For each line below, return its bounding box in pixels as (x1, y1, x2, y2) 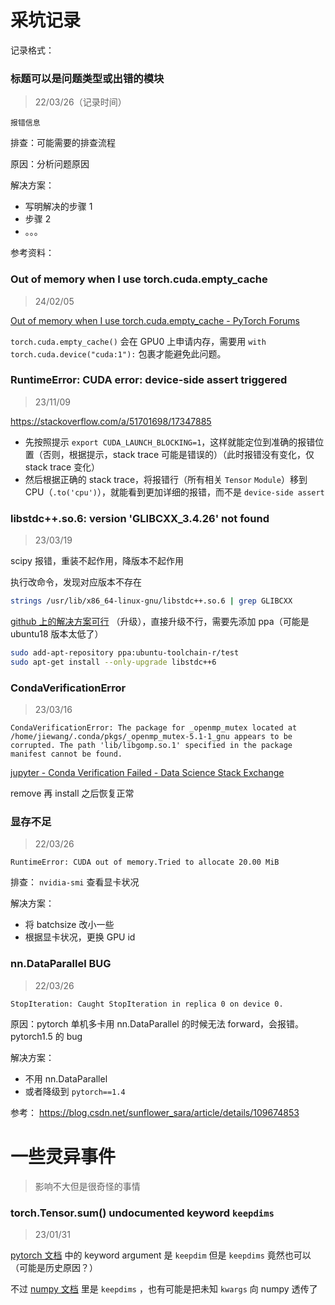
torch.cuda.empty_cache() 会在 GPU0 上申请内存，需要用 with (10, 335, 267, 347)
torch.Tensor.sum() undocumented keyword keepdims (10, 1206, 275, 1220)
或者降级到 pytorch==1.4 (24, 1085, 126, 1097)
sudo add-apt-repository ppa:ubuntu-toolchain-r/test (10, 648, 240, 658)
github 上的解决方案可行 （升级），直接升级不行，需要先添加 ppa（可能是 (10, 616, 310, 627)
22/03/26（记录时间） (34, 96, 127, 108)
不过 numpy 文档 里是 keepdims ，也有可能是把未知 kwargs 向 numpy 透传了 (10, 1282, 318, 1295)
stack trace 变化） (24, 461, 101, 473)
